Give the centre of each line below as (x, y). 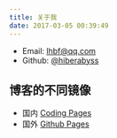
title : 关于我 (33, 17)
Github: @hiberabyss (60, 60)
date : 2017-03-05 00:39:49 (59, 26)
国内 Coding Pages (57, 113)
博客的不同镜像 (50, 90)
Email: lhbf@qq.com (58, 50)
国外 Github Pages (56, 124)
